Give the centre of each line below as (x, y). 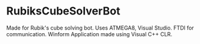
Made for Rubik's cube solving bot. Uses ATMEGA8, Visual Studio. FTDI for (100, 28)
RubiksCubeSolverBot (63, 11)
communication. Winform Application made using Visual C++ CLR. (89, 34)
